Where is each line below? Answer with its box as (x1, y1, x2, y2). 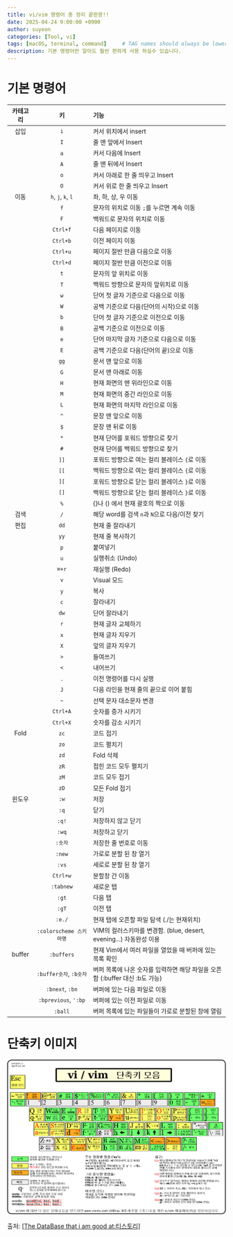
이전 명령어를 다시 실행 (92, 674, 155, 683)
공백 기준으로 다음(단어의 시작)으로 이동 (92, 302, 200, 310)
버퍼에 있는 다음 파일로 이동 (92, 985, 167, 993)
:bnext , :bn (46, 985, 78, 993)
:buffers (49, 951, 75, 958)
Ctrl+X (52, 719, 71, 726)
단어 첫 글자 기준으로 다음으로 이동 (92, 291, 185, 300)
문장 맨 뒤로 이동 (92, 423, 137, 431)
